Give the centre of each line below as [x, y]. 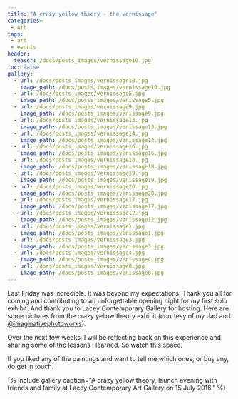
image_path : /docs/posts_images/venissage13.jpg [94, 127]
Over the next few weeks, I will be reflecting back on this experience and [114, 337]
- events [24, 47]
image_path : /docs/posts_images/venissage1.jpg [92, 233]
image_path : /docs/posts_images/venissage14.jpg [94, 140]
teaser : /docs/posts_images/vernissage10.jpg [83, 61]
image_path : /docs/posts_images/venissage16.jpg [94, 153]
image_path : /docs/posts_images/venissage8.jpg [92, 273]
